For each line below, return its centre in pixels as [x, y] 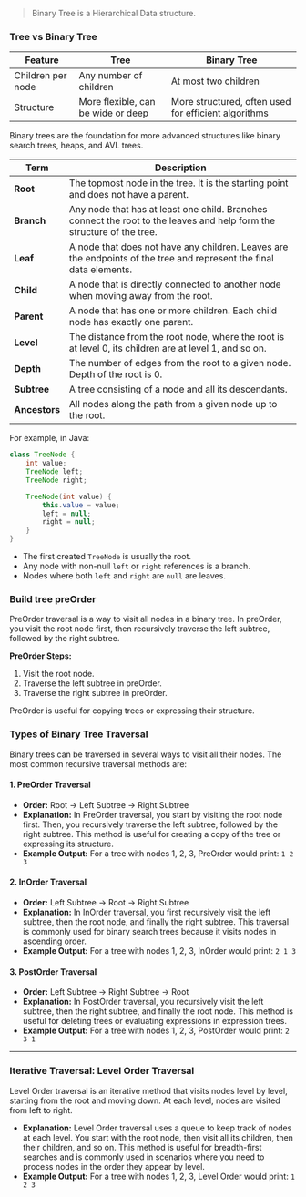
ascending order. [54, 941]
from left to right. [41, 1110]
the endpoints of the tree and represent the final [172, 259]
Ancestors [37, 410]
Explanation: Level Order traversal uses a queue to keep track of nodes [157, 1128]
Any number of [111, 76]
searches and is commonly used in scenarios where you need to [143, 1157]
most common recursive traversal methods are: [98, 763]
